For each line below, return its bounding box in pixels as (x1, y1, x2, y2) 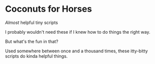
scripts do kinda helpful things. (5, 53, 68, 59)
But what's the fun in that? (5, 38, 59, 44)
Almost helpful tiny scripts (5, 20, 58, 25)
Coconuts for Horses (5, 3, 93, 15)
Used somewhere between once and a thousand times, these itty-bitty (5, 48, 148, 54)
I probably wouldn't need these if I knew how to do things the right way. (5, 29, 151, 35)
